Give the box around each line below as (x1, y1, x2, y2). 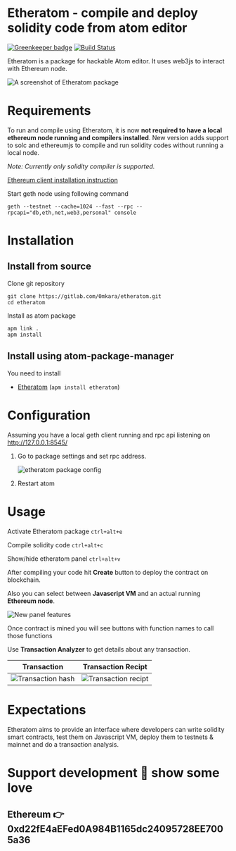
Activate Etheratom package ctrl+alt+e (7, 527, 123, 535)
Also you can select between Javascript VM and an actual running (7, 589, 201, 597)
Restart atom (17, 479, 55, 487)
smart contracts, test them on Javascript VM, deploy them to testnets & (7, 733, 214, 741)
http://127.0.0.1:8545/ (7, 438, 68, 447)
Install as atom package (7, 311, 76, 320)
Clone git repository (7, 279, 65, 287)
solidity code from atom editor (7, 20, 188, 36)
